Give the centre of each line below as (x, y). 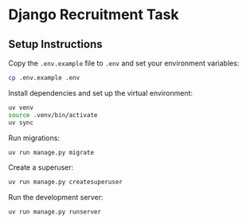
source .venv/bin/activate (53, 115)
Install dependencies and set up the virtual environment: (101, 92)
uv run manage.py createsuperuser (66, 182)
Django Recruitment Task (94, 15)
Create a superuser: (41, 167)
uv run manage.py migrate (51, 152)
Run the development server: (56, 198)
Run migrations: (34, 138)
